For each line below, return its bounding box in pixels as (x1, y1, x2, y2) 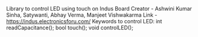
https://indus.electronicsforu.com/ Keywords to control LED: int (6, 18, 163, 24)
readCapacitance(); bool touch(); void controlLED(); (6, 24, 134, 31)
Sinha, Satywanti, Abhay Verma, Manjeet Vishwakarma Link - (6, 11, 158, 18)
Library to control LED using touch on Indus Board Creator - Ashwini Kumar (6, 5, 192, 12)
